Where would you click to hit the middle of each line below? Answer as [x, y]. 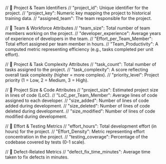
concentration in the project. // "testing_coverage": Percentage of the [77, 137]
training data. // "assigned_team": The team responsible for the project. [78, 18]
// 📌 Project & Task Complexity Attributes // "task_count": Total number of [81, 64]
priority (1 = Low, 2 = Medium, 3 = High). [47, 80]
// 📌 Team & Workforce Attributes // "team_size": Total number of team [78, 28]
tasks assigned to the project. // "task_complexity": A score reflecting [77, 69]
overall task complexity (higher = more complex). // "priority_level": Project [82, 75]
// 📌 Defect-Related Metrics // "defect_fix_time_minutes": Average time [78, 152]
